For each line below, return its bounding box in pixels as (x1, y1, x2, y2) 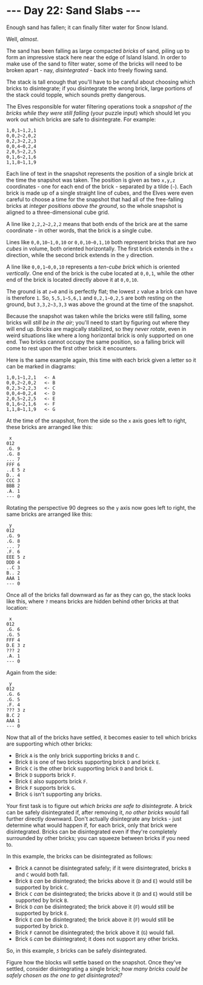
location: (6, 604, 28, 611)
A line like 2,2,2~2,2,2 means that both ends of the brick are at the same (6, 220, 188, 227)
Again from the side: (6, 669, 58, 676)
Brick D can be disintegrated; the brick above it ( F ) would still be (15, 903, 175, 910)
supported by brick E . (15, 909, 68, 917)
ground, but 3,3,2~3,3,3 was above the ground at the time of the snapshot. (6, 301, 195, 308)
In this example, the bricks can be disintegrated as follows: (6, 852, 153, 860)
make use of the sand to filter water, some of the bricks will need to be (6, 60, 183, 67)
